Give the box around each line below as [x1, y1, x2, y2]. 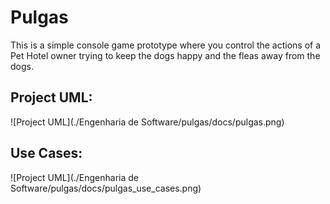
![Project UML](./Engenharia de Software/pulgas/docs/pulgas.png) [10, 116, 285, 128]
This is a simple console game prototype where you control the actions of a [10, 39, 322, 51]
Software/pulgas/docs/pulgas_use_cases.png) [10, 182, 202, 194]
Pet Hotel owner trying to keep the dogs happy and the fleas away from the [10, 49, 321, 61]
